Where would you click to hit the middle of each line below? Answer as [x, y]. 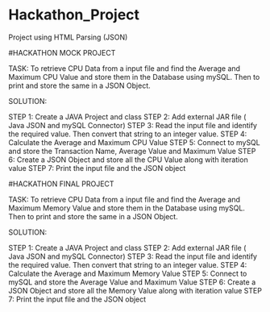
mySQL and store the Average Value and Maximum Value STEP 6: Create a [132, 282]
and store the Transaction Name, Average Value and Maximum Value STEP [132, 151]
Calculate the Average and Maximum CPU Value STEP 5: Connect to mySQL [134, 142]
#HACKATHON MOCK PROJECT [62, 52]
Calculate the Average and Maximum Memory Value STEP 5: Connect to [128, 273]
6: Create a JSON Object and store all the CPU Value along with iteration [128, 160]
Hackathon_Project [74, 15]
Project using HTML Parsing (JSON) [68, 37]
